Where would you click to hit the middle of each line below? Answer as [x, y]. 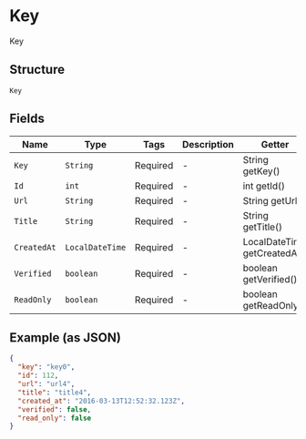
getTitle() [262, 227]
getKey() [261, 171]
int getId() [264, 186]
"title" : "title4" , [55, 393]
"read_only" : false [55, 418]
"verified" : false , [55, 409]
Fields [27, 119]
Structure [37, 70]
